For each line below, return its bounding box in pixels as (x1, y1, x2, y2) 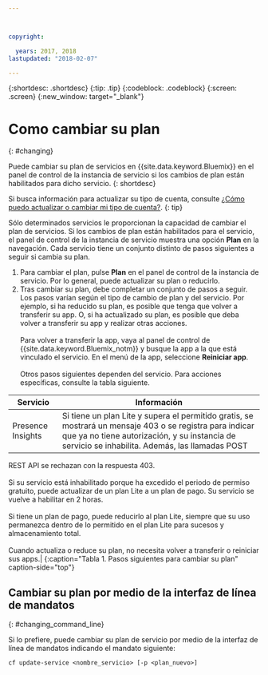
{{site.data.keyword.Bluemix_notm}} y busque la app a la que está (19, 344, 238, 354)
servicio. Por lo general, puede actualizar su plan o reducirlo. (19, 276, 221, 286)
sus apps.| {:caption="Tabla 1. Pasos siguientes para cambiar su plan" (8, 554, 238, 564)
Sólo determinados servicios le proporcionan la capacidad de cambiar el (8, 218, 246, 228)
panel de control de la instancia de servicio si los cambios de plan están (8, 170, 245, 180)
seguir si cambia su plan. (8, 252, 90, 262)
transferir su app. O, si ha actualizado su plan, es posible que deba (19, 310, 239, 320)
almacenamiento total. (8, 529, 81, 538)
